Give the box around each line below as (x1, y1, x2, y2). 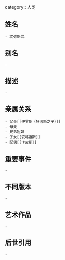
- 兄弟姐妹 (5, 130, 25, 134)
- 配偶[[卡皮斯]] (5, 140, 37, 145)
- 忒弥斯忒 (5, 34, 25, 39)
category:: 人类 (5, 4, 36, 10)
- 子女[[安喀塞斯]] (5, 135, 41, 140)
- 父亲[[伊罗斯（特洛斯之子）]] (5, 119, 61, 124)
